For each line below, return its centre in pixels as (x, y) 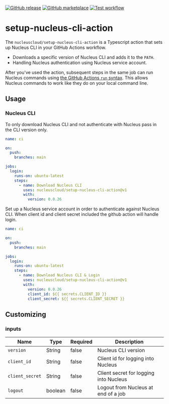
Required (81, 342)
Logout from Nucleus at (125, 387)
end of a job (111, 394)
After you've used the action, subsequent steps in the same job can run (79, 72)
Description (129, 342)
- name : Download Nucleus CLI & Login (59, 275)
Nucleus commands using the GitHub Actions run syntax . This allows (77, 78)
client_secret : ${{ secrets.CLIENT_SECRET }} (76, 299)
